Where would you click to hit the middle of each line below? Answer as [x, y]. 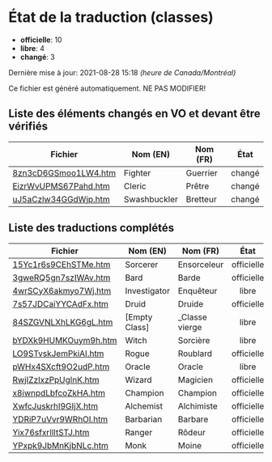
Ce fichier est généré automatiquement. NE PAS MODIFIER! [107, 88]
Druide [191, 303]
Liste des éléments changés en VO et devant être [134, 114]
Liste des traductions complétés [91, 228]
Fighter [138, 172]
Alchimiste [198, 406]
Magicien [195, 379]
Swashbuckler [151, 199]
